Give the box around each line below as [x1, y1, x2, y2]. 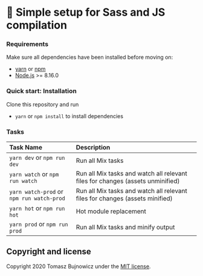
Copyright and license [6, 246, 92, 257]
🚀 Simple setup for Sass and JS [6, 5, 166, 19]
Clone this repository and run [6, 100, 79, 108]
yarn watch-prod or [9, 188, 63, 196]
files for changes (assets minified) [76, 194, 173, 203]
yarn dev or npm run [9, 154, 65, 162]
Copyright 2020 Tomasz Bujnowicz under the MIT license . [6, 263, 151, 270]
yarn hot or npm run [9, 204, 65, 212]
